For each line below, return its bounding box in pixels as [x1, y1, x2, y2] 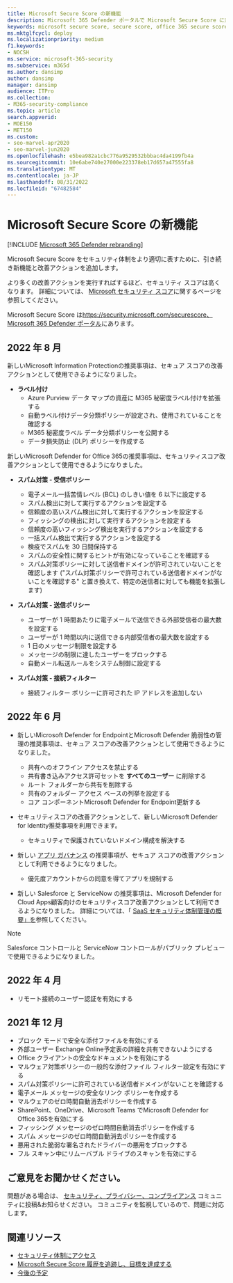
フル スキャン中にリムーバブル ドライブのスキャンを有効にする [17, 1149, 198, 1158]
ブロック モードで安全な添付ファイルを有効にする [17, 1037, 159, 1045]
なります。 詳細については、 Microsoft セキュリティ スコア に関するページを [7, 287, 223, 296]
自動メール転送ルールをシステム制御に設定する [27, 659, 162, 667]
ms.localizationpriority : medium [7, 36, 104, 43]
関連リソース [7, 1231, 62, 1243]
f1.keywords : [7, 42, 45, 49]
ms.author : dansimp [7, 68, 64, 75]
